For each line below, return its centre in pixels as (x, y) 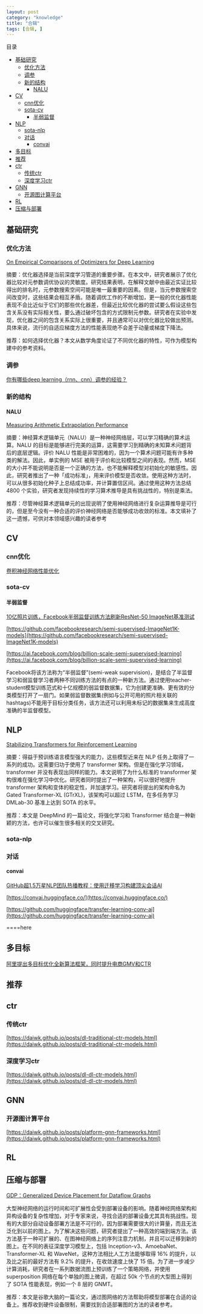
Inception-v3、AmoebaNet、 (144, 1246)
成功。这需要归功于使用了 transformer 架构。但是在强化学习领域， (105, 764)
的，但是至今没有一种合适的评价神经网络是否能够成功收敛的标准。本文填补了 (101, 511)
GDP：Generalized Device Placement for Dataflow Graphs (79, 1196)
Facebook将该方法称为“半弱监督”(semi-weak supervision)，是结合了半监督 (99, 672)
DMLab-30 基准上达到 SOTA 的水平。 (53, 802)
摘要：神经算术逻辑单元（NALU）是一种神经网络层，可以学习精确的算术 (96, 438)
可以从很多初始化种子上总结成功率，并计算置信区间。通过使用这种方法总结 (99, 483)
